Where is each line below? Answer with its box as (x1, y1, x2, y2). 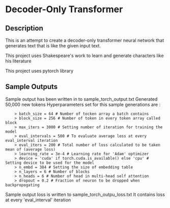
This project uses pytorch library (5, 68, 74, 74)
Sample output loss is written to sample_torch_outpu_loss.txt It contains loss (5, 191, 165, 197)
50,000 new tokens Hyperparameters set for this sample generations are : (5, 101, 161, 107)
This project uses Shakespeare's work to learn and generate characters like (5, 52, 164, 58)
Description (5, 24, 43, 33)
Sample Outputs (5, 82, 58, 91)
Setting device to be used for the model (5, 160, 95, 165)
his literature (5, 58, 32, 64)
